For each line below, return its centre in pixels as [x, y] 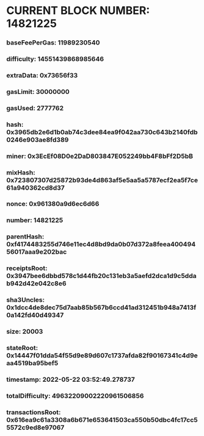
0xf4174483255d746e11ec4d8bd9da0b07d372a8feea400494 [101, 245]
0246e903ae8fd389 [38, 140]
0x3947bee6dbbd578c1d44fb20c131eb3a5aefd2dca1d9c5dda [101, 276]
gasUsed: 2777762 [35, 108]
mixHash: [21, 173]
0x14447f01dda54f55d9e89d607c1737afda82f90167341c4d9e [102, 356]
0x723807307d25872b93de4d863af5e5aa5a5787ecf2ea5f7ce [102, 180]
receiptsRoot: [27, 268]
